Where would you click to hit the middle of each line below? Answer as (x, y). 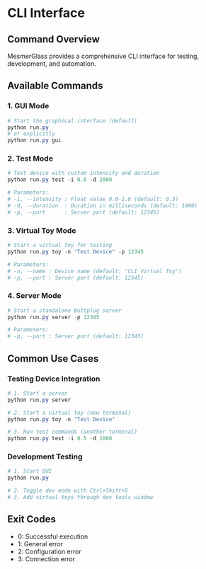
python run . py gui (34, 140)
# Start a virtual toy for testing (60, 246)
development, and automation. (52, 64)
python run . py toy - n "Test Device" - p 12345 (75, 252)
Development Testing (45, 456)
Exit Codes (32, 519)
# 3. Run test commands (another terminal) (73, 432)
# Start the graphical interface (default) (73, 121)
